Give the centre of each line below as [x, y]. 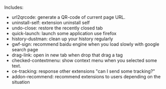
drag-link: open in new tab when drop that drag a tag [67, 55]
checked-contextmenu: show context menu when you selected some [84, 60]
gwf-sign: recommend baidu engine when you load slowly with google [85, 44]
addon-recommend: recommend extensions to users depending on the [86, 77]
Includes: [14, 7]
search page [25, 50]
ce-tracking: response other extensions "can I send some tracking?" [83, 71]
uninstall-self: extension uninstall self [51, 23]
